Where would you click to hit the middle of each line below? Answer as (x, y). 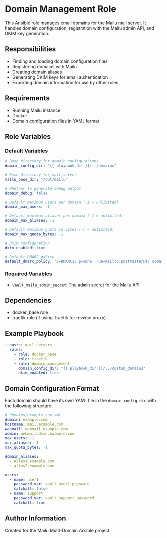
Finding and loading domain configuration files (60, 61)
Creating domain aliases (37, 72)
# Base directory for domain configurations (52, 161)
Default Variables (27, 151)
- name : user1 (24, 479)
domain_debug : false (27, 193)
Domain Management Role (61, 9)
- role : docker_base (35, 354)
